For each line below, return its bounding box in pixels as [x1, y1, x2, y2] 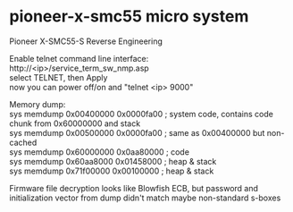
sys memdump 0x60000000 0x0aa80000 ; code [9, 146, 190, 157]
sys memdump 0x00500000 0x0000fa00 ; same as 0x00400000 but [9, 127, 265, 138]
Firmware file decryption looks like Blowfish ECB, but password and [9, 182, 259, 193]
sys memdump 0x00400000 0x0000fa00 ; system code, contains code [9, 108, 274, 119]
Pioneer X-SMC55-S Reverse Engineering [9, 36, 163, 47]
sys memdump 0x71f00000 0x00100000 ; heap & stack [9, 165, 214, 176]
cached [9, 137, 38, 148]
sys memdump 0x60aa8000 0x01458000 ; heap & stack [9, 156, 217, 166]
